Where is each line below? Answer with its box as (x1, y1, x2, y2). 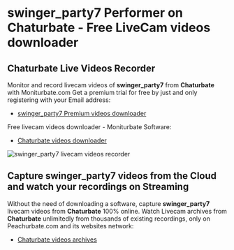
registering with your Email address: (7, 96, 111, 104)
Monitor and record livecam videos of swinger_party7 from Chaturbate (7, 81, 215, 89)
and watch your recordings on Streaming (7, 181, 189, 193)
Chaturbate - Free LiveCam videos (7, 20, 211, 36)
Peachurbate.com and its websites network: (7, 221, 134, 230)
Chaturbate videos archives (17, 235, 98, 244)
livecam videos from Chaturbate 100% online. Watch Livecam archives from (7, 207, 227, 215)
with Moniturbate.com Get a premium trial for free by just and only (7, 89, 198, 96)
